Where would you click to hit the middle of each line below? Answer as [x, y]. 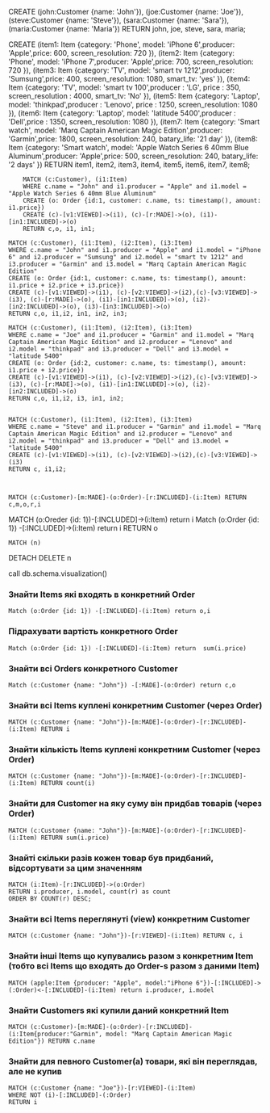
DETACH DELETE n [40, 558]
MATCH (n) [25, 543]
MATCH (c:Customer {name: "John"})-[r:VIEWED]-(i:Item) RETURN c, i [126, 936]
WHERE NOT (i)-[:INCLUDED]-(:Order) [70, 1095]
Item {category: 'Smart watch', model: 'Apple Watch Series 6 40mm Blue [129, 147]
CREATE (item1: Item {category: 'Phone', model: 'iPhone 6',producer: [122, 44]
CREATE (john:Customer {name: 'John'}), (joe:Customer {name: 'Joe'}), [126, 12]
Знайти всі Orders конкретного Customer [93, 668]
